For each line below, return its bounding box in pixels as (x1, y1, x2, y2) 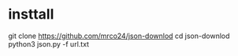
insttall (8, 5, 54, 23)
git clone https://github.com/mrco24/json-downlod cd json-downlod (8, 31, 230, 40)
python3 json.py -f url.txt (8, 39, 89, 48)
